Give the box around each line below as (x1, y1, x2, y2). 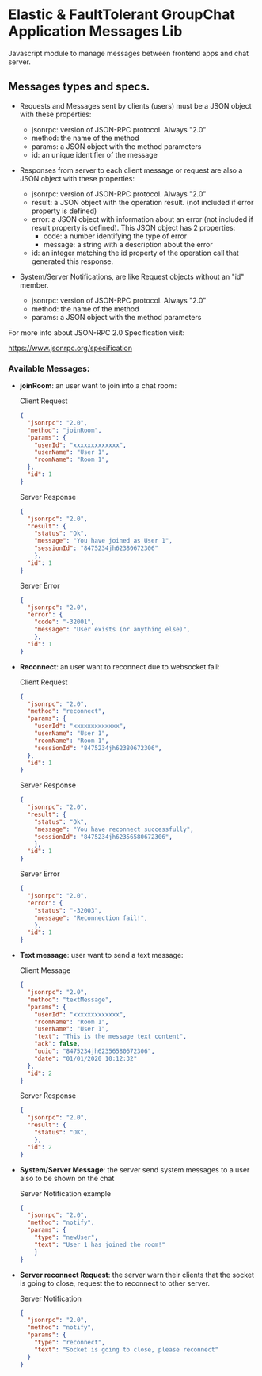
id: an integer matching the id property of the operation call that (31, 248, 239, 257)
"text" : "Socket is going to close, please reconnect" (34, 1345, 219, 1354)
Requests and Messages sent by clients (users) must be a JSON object (19, 101, 252, 110)
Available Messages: (8, 363, 90, 374)
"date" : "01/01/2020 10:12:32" (34, 1054, 138, 1062)
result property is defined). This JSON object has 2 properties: (31, 223, 236, 232)
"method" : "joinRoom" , (27, 426, 102, 434)
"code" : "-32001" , (34, 618, 95, 627)
